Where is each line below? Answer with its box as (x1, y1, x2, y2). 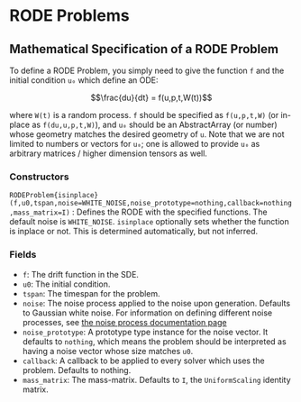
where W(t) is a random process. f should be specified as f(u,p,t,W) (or (9, 110, 279, 120)
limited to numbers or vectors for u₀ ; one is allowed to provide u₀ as (9, 139, 260, 149)
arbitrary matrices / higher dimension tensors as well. (9, 148, 207, 159)
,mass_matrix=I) (9, 208, 70, 217)
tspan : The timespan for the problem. (22, 288, 160, 298)
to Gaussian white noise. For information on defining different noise (22, 307, 273, 318)
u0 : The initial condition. (22, 279, 111, 289)
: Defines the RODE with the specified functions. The (71, 206, 268, 217)
